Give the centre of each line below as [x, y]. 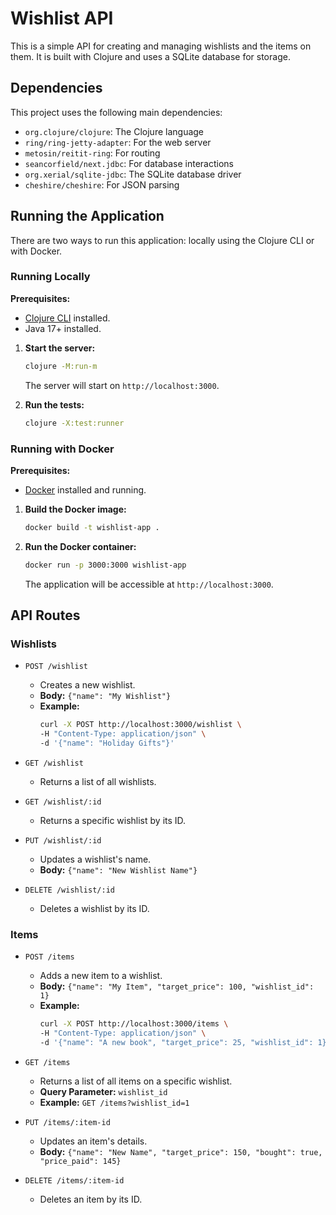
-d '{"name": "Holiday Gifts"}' [107, 743]
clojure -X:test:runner [74, 423]
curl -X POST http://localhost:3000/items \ [134, 1024]
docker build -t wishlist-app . [92, 527]
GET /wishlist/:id [63, 802]
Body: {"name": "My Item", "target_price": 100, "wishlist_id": [177, 986]
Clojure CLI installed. [67, 318]
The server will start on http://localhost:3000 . [122, 385]
